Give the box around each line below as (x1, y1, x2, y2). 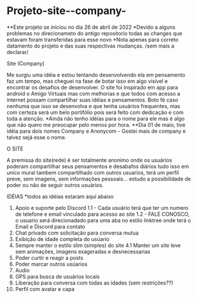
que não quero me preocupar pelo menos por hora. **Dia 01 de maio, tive (6, 121, 186, 128)
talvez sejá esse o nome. (6, 133, 67, 140)
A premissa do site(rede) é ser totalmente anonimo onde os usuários (6, 156, 172, 163)
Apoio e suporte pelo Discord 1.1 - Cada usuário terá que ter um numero (15, 204, 189, 211)
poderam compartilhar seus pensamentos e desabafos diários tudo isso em (6, 163, 189, 170)
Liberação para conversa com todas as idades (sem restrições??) (15, 279, 174, 286)
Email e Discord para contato (15, 223, 86, 230)
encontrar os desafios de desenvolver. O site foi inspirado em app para (6, 83, 178, 91)
